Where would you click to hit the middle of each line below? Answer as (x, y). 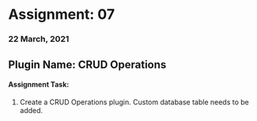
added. (31, 110)
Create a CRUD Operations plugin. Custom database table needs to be (134, 102)
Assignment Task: (39, 85)
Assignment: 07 (62, 15)
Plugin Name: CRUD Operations (87, 64)
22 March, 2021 (39, 39)
